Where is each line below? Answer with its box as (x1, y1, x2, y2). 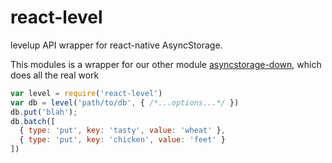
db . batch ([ (10, 116, 56, 126)
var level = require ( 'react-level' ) (10, 88, 163, 98)
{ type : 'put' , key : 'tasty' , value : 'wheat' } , (19, 126, 226, 136)
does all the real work (10, 69, 100, 81)
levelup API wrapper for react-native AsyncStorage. (10, 39, 223, 51)
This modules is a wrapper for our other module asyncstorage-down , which (10, 58, 322, 70)
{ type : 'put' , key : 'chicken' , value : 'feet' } (19, 135, 226, 145)
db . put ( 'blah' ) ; (10, 107, 78, 117)
